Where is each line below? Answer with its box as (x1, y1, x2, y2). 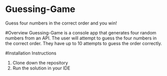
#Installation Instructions (5, 50, 57, 56)
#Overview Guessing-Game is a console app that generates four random (5, 29, 156, 35)
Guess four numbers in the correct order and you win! (5, 20, 117, 26)
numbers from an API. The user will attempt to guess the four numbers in (5, 35, 157, 41)
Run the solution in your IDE (12, 65, 71, 71)
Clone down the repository (12, 59, 68, 65)
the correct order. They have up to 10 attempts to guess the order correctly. (5, 40, 162, 46)
